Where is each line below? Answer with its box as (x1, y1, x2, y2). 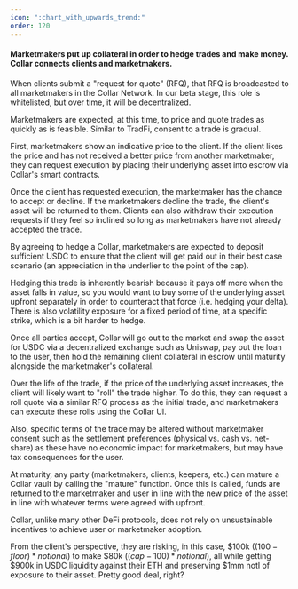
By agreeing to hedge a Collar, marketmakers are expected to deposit (10, 241, 264, 251)
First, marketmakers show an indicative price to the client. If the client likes (10, 140, 283, 151)
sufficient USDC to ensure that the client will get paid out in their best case (10, 251, 283, 261)
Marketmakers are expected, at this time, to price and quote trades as (10, 114, 265, 124)
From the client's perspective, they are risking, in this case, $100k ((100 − (10, 541, 278, 552)
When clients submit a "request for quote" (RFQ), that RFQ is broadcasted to (10, 77, 289, 89)
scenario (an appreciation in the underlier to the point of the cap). (10, 259, 249, 271)
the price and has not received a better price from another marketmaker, (10, 150, 275, 161)
